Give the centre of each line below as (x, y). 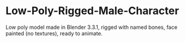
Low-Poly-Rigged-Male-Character (93, 11)
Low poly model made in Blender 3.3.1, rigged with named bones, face (92, 27)
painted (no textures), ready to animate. (54, 33)
